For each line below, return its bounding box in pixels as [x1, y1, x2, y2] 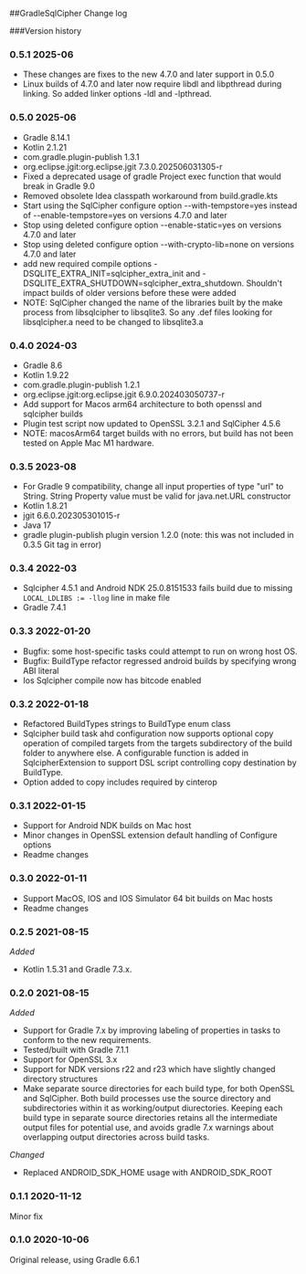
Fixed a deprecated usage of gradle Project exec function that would [22, 171, 281, 182]
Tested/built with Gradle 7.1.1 [22, 1045, 130, 1056]
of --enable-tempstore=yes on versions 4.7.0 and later [22, 209, 227, 220]
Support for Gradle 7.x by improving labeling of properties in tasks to [22, 1025, 281, 1036]
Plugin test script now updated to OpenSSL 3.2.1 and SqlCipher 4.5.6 [22, 417, 281, 428]
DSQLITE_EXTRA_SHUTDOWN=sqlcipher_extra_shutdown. [22, 278, 245, 289]
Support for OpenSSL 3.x [22, 1054, 118, 1065]
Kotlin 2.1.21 [22, 142, 67, 153]
